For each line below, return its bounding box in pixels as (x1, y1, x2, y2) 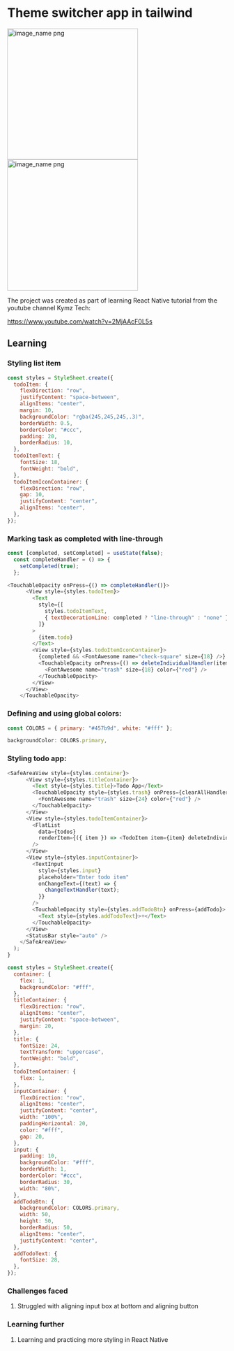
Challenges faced (7, 1286, 68, 1296)
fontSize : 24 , (19, 1042, 61, 1049)
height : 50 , (19, 1218, 54, 1224)
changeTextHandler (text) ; (44, 886, 120, 894)
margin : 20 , (19, 1023, 54, 1029)
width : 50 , (19, 1211, 52, 1218)
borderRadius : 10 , (19, 439, 73, 447)
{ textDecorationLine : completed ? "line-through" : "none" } (44, 614, 229, 621)
